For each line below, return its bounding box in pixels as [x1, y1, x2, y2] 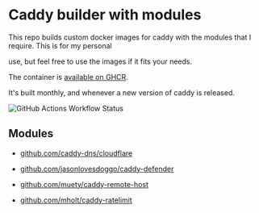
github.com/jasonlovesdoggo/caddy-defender [19, 164, 174, 173]
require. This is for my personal [8, 40, 112, 50]
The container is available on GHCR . [8, 72, 129, 81]
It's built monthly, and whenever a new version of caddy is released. [8, 87, 236, 98]
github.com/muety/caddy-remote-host [19, 179, 149, 189]
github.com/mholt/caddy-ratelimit [19, 195, 133, 205]
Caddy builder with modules [8, 6, 202, 24]
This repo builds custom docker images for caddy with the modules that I [8, 32, 252, 42]
